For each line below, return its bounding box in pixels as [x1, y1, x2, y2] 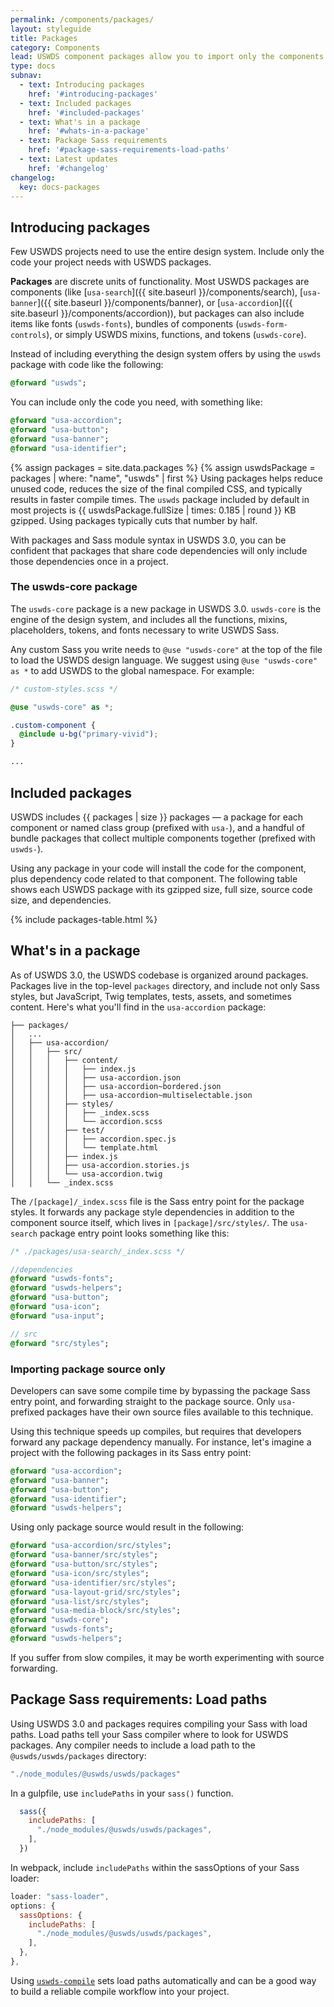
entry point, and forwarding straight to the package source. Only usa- [10, 1395, 297, 1407]
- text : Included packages [19, 98, 132, 108]
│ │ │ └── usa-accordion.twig [10, 1169, 163, 1179]
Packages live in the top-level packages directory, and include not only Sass [10, 979, 320, 991]
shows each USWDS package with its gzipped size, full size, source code [10, 883, 313, 895]
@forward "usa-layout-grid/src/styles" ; [10, 1587, 182, 1597]
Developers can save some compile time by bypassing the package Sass [10, 1384, 311, 1396]
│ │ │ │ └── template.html [10, 1142, 159, 1153]
